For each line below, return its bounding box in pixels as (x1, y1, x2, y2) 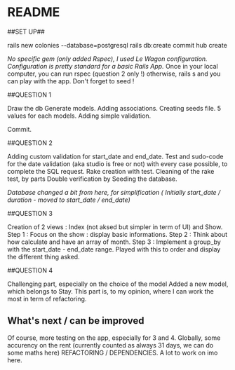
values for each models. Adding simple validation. (7, 111, 152, 120)
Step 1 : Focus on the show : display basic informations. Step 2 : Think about (7, 230, 228, 238)
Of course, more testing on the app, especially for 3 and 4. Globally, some (7, 334, 221, 342)
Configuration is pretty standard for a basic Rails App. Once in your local (7, 62, 219, 70)
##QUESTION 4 (7, 266, 53, 274)
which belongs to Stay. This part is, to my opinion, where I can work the (7, 287, 214, 295)
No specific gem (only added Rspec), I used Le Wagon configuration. (7, 54, 208, 63)
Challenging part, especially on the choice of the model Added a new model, (7, 280, 229, 288)
